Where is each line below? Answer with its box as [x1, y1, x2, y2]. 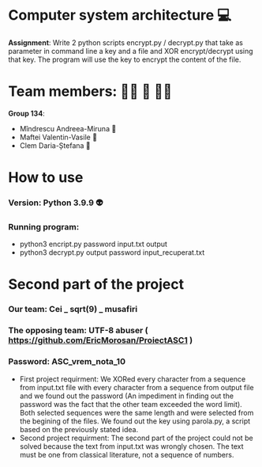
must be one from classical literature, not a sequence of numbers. [19, 450, 234, 459]
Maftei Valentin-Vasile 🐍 [19, 132, 97, 142]
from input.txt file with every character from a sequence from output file [19, 382, 254, 392]
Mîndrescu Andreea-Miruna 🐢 [19, 123, 117, 133]
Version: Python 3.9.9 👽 [8, 197, 103, 208]
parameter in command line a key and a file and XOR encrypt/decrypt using [8, 46, 254, 55]
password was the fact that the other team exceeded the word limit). [19, 399, 242, 408]
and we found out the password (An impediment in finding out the [19, 391, 234, 401]
